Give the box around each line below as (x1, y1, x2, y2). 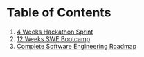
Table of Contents (6, 5, 111, 21)
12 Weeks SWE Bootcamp (16, 34, 91, 43)
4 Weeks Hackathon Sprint (16, 27, 93, 36)
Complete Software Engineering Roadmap (16, 42, 136, 50)
